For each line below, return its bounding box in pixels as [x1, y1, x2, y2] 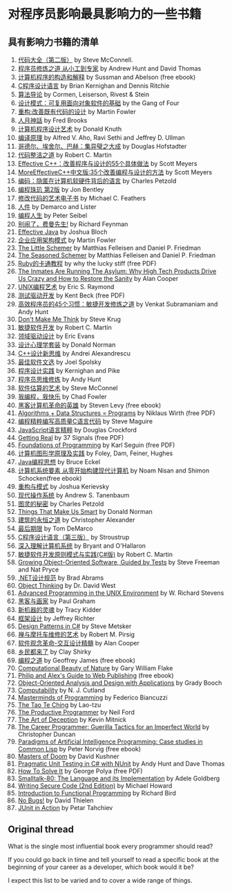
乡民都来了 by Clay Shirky [17, 647, 92, 656]
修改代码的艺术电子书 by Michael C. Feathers [17, 194, 146, 202]
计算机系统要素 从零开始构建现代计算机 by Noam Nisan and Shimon [17, 466, 210, 475]
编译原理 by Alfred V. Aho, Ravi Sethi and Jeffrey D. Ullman [17, 134, 185, 142]
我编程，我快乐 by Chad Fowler [17, 392, 107, 401]
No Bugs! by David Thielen [17, 796, 94, 805]
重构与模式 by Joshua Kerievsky [17, 482, 110, 490]
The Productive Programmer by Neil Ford [17, 708, 135, 716]
